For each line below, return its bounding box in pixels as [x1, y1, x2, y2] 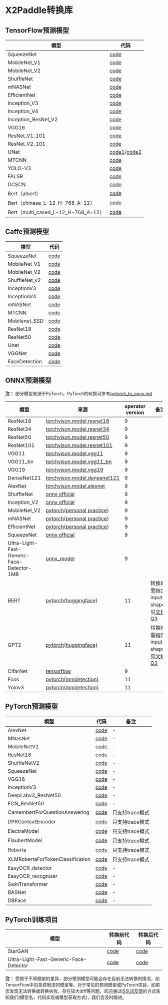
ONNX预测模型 [5, 376, 51, 385]
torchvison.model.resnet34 [45, 425, 109, 432]
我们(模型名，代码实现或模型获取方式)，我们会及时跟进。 [9, 994, 127, 1000]
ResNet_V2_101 [7, 141, 46, 147]
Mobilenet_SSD [7, 317, 44, 324]
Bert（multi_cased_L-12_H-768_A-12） [7, 209, 105, 216]
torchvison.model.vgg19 [45, 466, 103, 473]
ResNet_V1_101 [7, 132, 46, 139]
